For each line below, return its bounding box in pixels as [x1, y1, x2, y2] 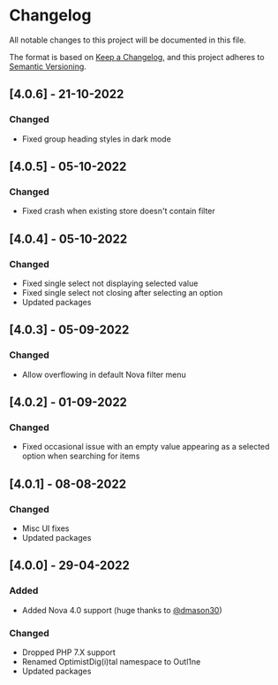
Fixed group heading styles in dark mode [21, 134, 172, 144]
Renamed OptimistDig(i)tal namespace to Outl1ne [21, 657, 201, 667]
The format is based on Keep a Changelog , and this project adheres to [9, 51, 265, 62]
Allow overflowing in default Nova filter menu [21, 369, 187, 380]
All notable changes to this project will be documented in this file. [9, 35, 247, 45]
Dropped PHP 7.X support [21, 647, 116, 658]
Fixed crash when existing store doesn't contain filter [21, 205, 216, 217]
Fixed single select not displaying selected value [21, 278, 199, 289]
